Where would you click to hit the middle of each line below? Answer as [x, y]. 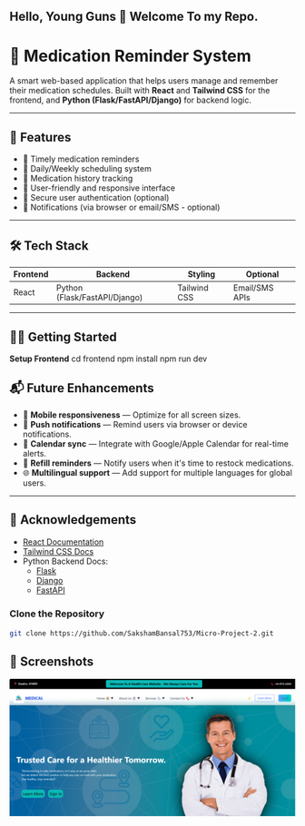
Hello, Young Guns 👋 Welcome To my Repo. [134, 17]
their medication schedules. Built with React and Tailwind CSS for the [140, 91]
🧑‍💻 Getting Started [63, 337]
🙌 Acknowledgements [73, 520]
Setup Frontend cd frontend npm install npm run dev [108, 359]
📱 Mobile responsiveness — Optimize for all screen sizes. [132, 415]
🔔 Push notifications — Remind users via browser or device [135, 424]
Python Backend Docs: [65, 561]
